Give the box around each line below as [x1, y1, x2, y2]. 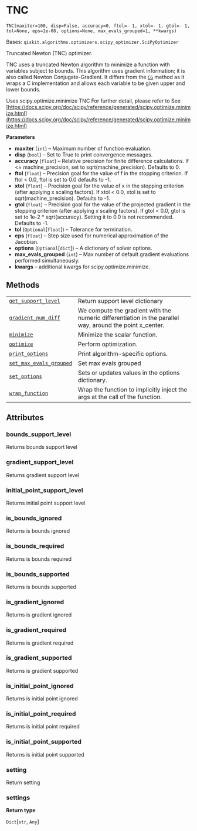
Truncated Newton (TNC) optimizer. [6, 49, 93, 56]
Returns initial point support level [6, 499, 86, 507]
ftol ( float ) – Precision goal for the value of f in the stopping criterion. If [14, 169, 188, 176]
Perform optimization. [77, 340, 138, 348]
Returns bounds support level [6, 444, 77, 451]
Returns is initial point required [6, 723, 80, 730]
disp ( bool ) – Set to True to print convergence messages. [14, 151, 153, 158]
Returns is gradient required [6, 639, 74, 646]
